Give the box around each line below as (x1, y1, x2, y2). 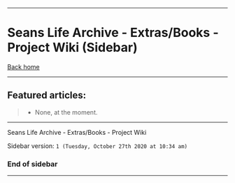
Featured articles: (7, 89, 87, 101)
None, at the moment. (34, 108, 98, 116)
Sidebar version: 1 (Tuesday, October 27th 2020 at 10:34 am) (7, 141, 188, 150)
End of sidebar (7, 159, 58, 168)
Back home (7, 62, 40, 71)
